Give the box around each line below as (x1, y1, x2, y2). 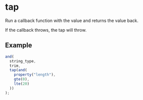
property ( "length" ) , (14, 72, 56, 77)
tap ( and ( (9, 68, 27, 73)
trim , (9, 63, 21, 68)
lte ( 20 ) (14, 81, 29, 86)
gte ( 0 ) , (14, 77, 29, 82)
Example (5, 41, 32, 50)
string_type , (9, 59, 36, 63)
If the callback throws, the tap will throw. (5, 27, 87, 33)
